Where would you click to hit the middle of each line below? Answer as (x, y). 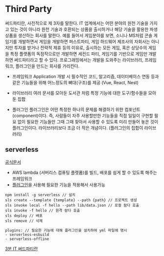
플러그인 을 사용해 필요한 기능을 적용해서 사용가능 (59, 185)
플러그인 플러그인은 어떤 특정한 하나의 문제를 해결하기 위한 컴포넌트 (76, 109)
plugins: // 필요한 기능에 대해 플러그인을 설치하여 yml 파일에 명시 (66, 230)
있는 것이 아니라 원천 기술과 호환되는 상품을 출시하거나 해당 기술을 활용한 (79, 29)
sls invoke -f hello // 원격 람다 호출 (43, 210)
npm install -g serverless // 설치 (40, 195)
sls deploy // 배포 (24, 216)
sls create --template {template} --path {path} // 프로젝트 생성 (71, 200)
